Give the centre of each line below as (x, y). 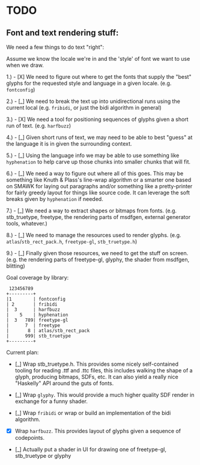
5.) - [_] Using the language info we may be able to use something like (93, 155)
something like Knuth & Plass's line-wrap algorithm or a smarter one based (99, 180)
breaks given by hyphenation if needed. (55, 199)
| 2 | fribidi (32, 304)
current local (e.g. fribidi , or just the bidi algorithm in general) (84, 108)
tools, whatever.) (27, 223)
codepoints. (30, 438)
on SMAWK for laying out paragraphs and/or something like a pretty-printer (99, 186)
